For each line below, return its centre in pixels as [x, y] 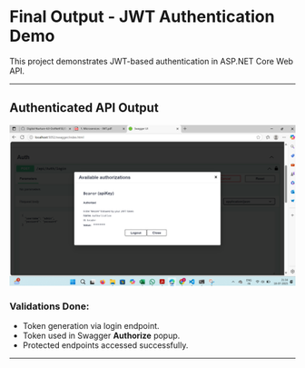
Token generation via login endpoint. [91, 326]
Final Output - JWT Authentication [142, 17]
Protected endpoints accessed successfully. [105, 345]
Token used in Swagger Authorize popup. [101, 336]
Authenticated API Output [84, 108]
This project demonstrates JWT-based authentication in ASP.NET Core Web [151, 61]
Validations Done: [49, 306]
